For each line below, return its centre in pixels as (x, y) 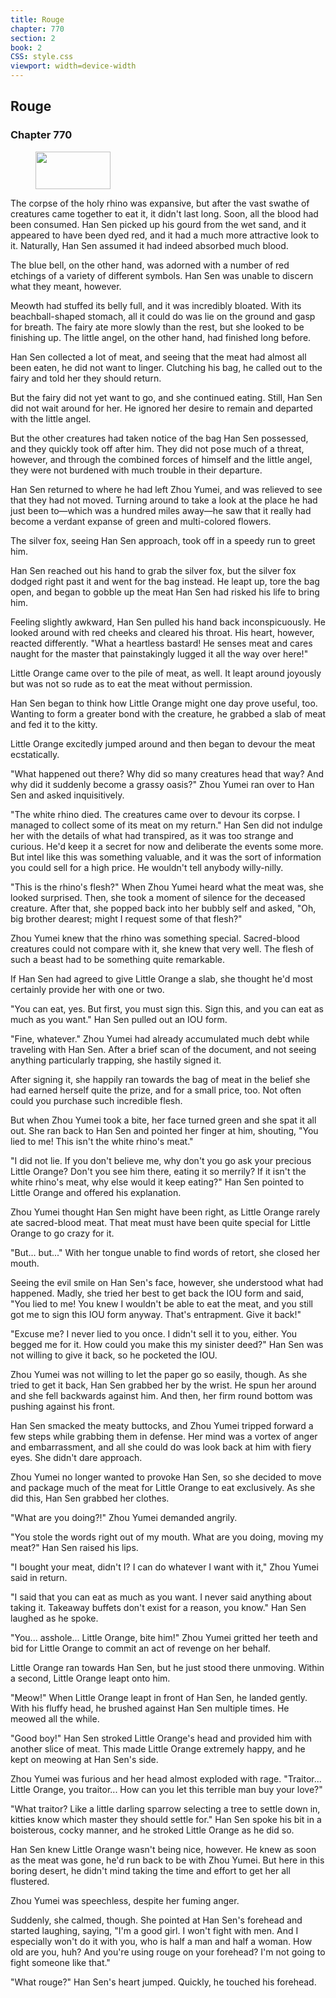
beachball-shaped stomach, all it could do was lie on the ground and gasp (163, 316)
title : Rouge (37, 19)
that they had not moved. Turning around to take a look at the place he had (164, 500)
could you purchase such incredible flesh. (96, 1100)
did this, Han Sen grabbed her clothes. (90, 1498)
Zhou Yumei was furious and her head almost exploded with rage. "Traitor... (166, 1778)
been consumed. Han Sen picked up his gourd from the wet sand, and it (158, 224)
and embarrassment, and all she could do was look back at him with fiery (161, 1447)
